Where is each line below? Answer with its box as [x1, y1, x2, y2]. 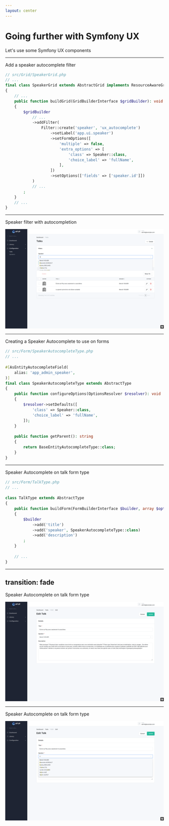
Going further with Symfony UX [5, 30, 140, 42]
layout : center [5, 8, 37, 13]
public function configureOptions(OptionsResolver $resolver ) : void [14, 391, 161, 396]
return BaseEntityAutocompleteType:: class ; [23, 445, 116, 450]
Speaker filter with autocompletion [5, 219, 77, 225]
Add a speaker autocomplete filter [5, 62, 76, 68]
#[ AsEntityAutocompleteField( [5, 365, 69, 370]
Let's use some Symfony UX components [5, 47, 92, 53]
